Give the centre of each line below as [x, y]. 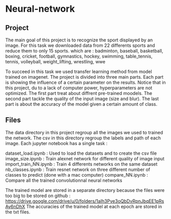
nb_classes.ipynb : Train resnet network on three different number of [78, 169]
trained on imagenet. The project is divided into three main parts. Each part [84, 77]
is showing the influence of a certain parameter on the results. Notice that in [85, 82]
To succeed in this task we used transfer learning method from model [79, 71]
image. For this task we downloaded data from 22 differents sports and [80, 45]
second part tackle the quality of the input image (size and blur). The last [82, 99]
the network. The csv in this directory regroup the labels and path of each [83, 138]
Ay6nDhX [15, 206]
